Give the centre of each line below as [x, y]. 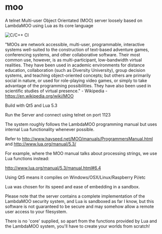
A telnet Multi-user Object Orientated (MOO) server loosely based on [74, 20]
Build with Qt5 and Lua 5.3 [31, 105]
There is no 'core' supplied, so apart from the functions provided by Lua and [81, 221]
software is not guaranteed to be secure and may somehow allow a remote [80, 206]
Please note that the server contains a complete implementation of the [75, 196]
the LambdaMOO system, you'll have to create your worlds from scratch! [77, 226]
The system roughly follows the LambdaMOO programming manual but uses [81, 124]
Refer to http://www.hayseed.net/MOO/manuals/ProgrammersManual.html [79, 139]
